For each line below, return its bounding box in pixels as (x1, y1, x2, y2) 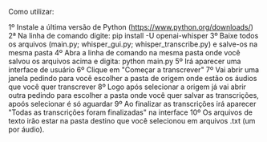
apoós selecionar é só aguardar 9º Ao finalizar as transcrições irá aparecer (8, 99, 257, 108)
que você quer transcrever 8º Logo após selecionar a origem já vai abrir (8, 82, 247, 91)
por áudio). (8, 124, 45, 134)
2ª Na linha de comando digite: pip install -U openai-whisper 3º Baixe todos (8, 31, 259, 40)
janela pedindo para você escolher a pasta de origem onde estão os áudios (8, 74, 257, 83)
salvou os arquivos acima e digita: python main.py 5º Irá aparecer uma (8, 56, 241, 66)
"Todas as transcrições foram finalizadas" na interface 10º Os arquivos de (8, 108, 253, 117)
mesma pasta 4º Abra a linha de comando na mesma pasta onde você (8, 48, 241, 57)
